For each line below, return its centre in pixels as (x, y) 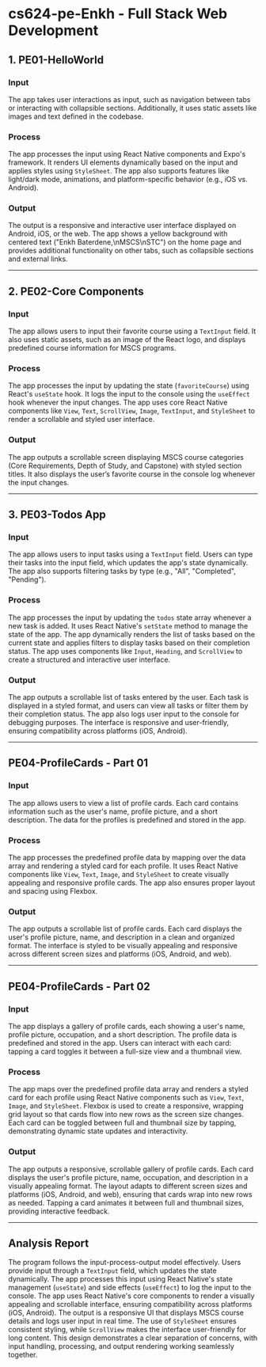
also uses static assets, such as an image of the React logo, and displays (127, 340)
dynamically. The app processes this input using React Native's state (121, 1279)
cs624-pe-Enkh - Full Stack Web (118, 14)
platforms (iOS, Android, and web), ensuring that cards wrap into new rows (130, 1194)
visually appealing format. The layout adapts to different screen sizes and (128, 1186)
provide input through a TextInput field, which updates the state (112, 1270)
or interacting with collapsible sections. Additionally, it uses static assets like (133, 108)
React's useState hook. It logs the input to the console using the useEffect (129, 394)
